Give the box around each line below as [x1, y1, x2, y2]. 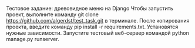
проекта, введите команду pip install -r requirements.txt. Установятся [6, 23, 179, 30]
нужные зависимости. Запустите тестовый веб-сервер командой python [6, 29, 189, 36]
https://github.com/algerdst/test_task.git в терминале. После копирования [6, 17, 190, 24]
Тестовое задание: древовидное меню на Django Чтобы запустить [6, 5, 173, 12]
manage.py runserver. [6, 36, 60, 42]
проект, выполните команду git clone [6, 11, 99, 18]
